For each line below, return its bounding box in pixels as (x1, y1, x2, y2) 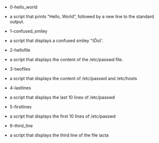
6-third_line (9, 123, 33, 128)
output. (9, 19, 24, 24)
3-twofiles (9, 66, 31, 72)
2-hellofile (9, 47, 31, 53)
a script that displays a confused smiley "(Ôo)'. (9, 38, 104, 43)
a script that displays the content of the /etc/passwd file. (9, 57, 123, 62)
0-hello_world (9, 4, 38, 10)
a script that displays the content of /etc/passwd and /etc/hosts (9, 76, 137, 81)
